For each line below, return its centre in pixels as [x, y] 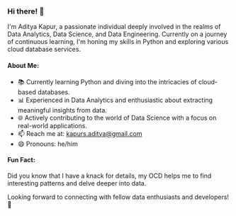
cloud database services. [44, 50]
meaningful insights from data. [62, 110]
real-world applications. [52, 125]
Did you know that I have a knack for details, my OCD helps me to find [109, 176]
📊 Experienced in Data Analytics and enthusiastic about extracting [115, 100]
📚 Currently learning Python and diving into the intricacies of [107, 81]
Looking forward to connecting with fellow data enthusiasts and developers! [118, 197]
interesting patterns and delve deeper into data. [77, 183]
